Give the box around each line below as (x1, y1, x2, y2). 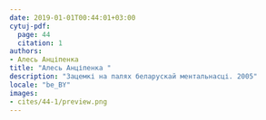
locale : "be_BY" (9, 80, 71, 89)
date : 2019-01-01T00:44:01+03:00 (9, 13, 136, 23)
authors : (9, 47, 43, 56)
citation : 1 (17, 38, 64, 48)
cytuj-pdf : (9, 22, 51, 31)
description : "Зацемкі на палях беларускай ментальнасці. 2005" (9, 72, 258, 81)
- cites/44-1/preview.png (9, 97, 107, 106)
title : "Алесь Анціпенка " (9, 64, 112, 73)
